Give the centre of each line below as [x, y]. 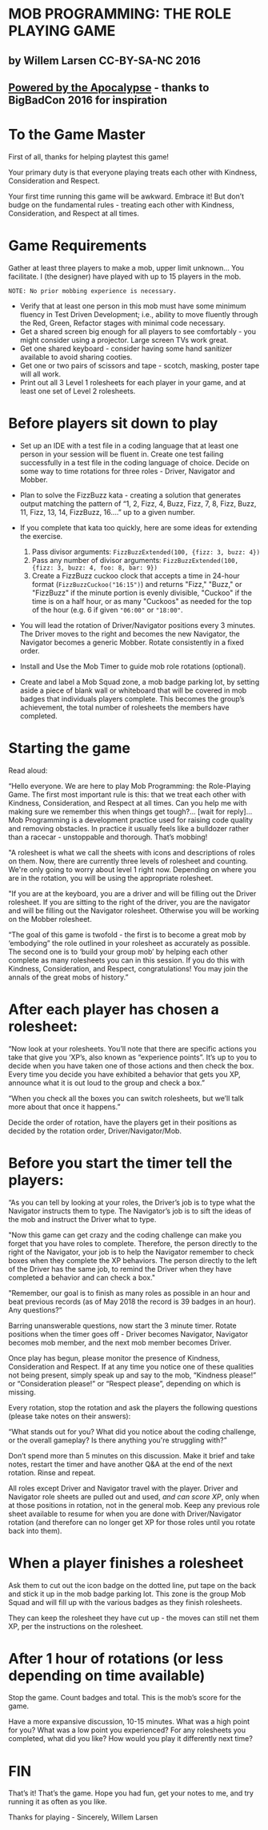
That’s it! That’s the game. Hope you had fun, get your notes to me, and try [131, 1793]
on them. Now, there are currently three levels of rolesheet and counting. [128, 861]
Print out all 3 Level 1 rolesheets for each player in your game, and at [133, 382]
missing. [22, 1392]
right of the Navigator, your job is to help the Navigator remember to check [131, 1252]
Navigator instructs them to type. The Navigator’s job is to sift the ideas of [130, 1211]
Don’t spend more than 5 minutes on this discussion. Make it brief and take [132, 1455]
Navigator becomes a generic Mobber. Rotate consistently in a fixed [132, 642]
